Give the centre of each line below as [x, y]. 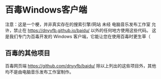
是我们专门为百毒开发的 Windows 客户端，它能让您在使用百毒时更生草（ [78, 36]
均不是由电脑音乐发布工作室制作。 [39, 72]
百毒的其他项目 [28, 53]
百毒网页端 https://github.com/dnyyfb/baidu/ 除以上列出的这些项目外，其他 [81, 65]
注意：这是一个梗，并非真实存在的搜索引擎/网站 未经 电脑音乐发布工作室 [78, 24]
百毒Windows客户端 [46, 10]
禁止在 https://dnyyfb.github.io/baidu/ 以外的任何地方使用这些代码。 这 [85, 30]
